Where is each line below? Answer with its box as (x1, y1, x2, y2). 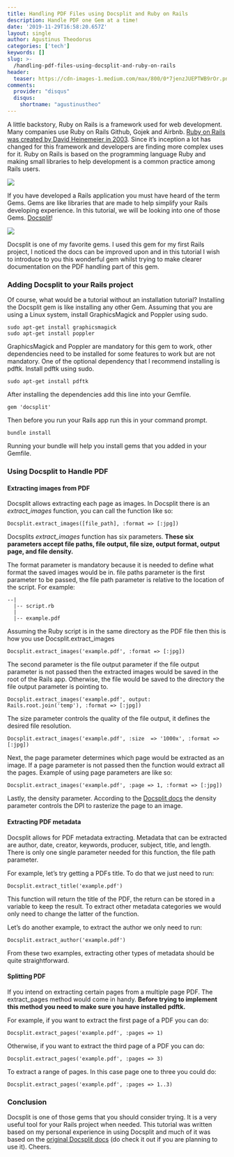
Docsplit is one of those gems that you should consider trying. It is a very (7, 1113, 217, 1121)
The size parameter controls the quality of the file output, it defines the (7, 715, 210, 723)
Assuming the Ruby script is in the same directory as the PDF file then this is (7, 627, 226, 636)
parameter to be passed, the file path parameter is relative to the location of (7, 576, 225, 584)
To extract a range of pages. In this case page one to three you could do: (7, 1067, 217, 1075)
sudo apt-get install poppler (7, 330, 95, 337)
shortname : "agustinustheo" (19, 101, 101, 108)
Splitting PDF (7, 972, 46, 980)
